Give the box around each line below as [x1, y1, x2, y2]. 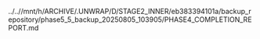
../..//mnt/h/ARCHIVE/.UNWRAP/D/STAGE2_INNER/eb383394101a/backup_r [8, 7, 252, 16]
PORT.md [8, 23, 39, 32]
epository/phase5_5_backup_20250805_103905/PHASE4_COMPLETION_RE [8, 15, 252, 24]
